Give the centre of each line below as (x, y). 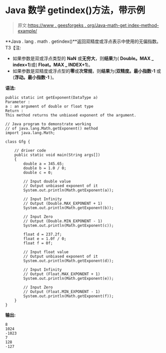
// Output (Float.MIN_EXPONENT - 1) (62, 291)
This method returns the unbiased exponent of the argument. (71, 115)
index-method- (144, 25)
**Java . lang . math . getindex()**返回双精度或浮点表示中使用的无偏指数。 (83, 41)
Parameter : (18, 102)
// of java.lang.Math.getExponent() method (52, 128)
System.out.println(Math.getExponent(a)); (69, 190)
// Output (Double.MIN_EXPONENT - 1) (63, 221)
